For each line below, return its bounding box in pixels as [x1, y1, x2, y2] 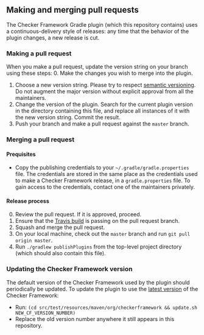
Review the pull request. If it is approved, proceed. [15, 211, 142, 218]
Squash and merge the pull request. [15, 224, 105, 231]
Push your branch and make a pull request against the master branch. [15, 120, 190, 127]
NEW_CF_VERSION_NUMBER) [15, 310, 76, 316]
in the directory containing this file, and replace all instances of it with [15, 107, 190, 115]
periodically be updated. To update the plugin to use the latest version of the [6, 285, 199, 292]
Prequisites [6, 150, 36, 158]
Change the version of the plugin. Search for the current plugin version [15, 100, 193, 108]
